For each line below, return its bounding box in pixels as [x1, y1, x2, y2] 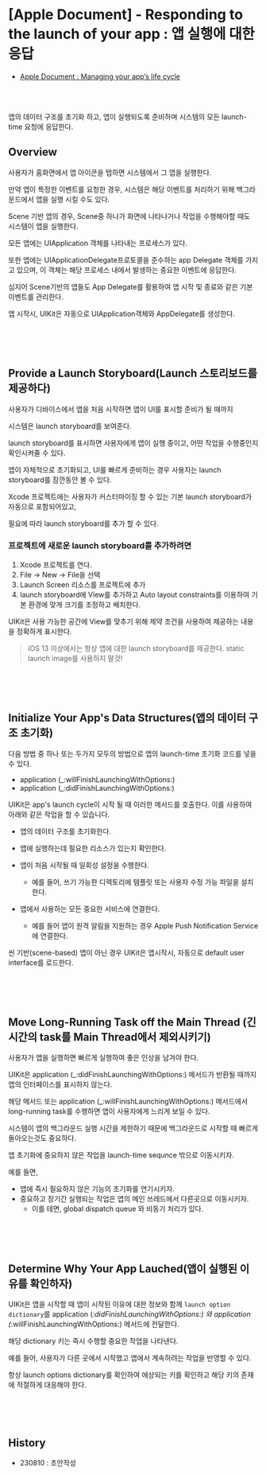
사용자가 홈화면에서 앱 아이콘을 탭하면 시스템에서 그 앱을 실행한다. [8, 167, 212, 177]
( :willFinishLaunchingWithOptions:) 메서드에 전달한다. [8, 1319, 180, 1329]
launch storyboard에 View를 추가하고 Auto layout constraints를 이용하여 [19, 590, 250, 599]
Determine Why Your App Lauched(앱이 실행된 [8, 1262, 238, 1275]
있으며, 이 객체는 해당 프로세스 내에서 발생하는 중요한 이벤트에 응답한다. [16, 265, 237, 274]
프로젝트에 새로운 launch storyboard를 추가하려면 [8, 540, 192, 551]
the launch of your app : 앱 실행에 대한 [8, 25, 256, 43]
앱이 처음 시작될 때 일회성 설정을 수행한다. [19, 860, 149, 870]
